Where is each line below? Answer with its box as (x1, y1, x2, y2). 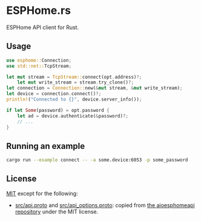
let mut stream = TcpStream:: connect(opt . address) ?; (6, 74, 142, 80)
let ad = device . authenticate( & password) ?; (17, 113, 129, 119)
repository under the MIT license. (15, 208, 99, 215)
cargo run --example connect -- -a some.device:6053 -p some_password (6, 157, 188, 163)
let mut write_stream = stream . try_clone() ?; (17, 79, 134, 85)
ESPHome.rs (6, 4, 71, 18)
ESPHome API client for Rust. (6, 24, 79, 31)
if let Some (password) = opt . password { (6, 107, 110, 113)
